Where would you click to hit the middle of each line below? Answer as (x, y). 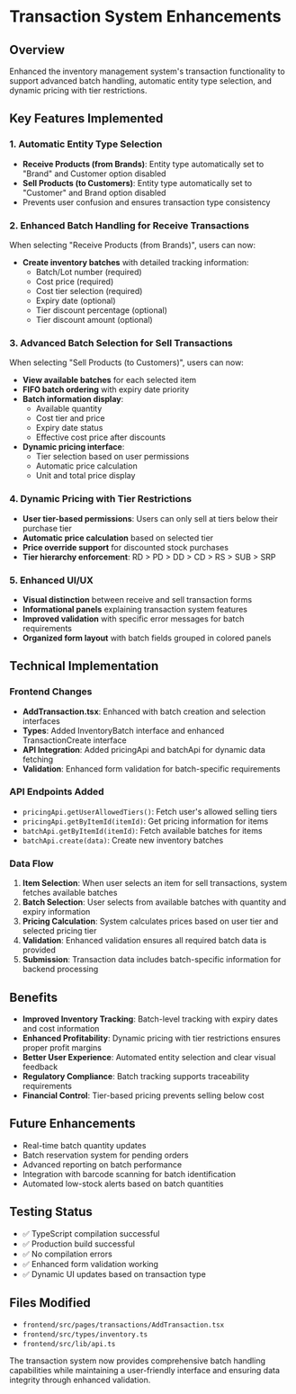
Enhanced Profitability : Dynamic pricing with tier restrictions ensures (152, 1038)
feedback (40, 1067)
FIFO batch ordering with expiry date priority (106, 389)
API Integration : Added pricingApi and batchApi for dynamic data (144, 749)
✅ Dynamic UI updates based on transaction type (114, 1273)
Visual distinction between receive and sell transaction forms (137, 599)
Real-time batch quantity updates (84, 1145)
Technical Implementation (84, 666)
